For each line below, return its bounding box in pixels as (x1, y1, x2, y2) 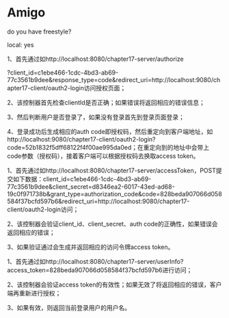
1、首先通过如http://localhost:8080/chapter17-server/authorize (7, 55, 184, 63)
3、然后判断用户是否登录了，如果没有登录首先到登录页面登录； (7, 113, 185, 121)
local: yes (7, 40, 34, 49)
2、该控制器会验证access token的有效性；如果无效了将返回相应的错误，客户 (7, 280, 222, 289)
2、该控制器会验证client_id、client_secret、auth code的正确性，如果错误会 (7, 220, 218, 228)
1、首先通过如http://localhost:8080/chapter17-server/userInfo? (7, 257, 184, 265)
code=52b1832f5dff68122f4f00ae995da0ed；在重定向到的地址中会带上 (7, 143, 210, 151)
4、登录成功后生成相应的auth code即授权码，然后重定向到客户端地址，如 (7, 127, 213, 135)
